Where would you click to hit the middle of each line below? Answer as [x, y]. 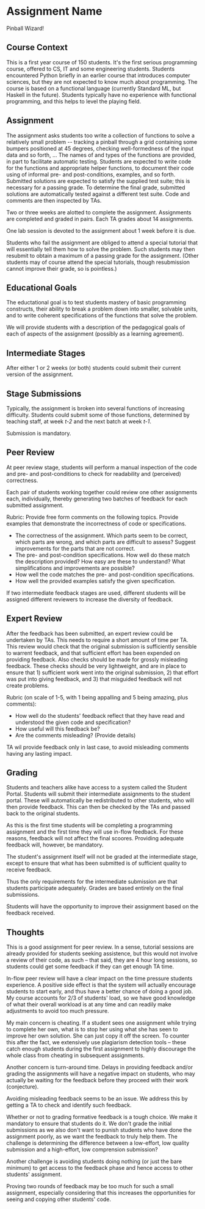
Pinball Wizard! [25, 28]
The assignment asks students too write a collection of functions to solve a [101, 135]
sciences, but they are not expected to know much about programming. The [102, 81]
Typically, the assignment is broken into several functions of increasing [95, 408]
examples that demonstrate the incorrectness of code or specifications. [96, 523]
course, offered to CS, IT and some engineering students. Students [91, 69]
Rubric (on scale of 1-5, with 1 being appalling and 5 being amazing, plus [97, 697]
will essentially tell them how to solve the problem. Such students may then [101, 249]
